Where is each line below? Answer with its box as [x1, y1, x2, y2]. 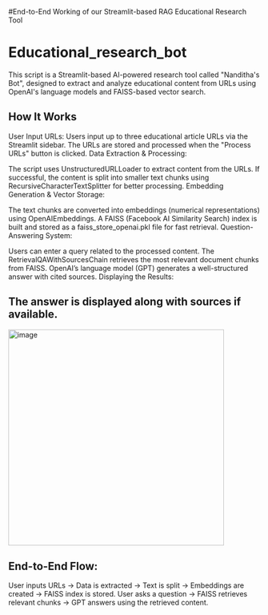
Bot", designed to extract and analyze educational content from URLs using [8, 78, 257, 87]
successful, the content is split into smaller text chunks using [8, 172, 210, 182]
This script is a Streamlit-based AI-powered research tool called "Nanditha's [8, 70, 260, 79]
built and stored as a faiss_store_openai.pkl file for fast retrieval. [8, 222, 219, 232]
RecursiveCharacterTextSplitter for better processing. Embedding [8, 180, 224, 191]
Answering [8, 230, 44, 240]
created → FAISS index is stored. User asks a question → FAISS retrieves [8, 589, 248, 599]
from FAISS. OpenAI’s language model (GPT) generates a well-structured [8, 263, 249, 273]
